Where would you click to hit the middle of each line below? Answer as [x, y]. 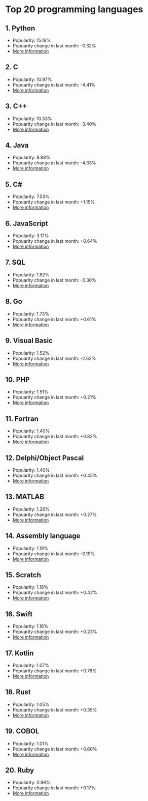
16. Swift [19, 614]
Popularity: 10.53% [32, 119]
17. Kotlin [20, 653]
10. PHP [17, 379]
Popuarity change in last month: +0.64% [55, 241]
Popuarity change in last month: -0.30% [54, 280]
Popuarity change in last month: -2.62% [54, 358]
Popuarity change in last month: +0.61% [54, 319]
